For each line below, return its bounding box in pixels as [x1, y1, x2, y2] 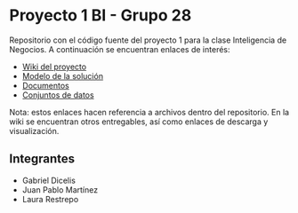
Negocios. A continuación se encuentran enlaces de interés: [9, 43, 230, 54]
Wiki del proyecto [21, 61, 87, 72]
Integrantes [9, 152, 76, 167]
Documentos [21, 80, 69, 91]
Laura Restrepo [21, 193, 79, 204]
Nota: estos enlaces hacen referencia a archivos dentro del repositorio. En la [9, 106, 290, 117]
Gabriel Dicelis [21, 175, 76, 185]
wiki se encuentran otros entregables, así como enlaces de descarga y [9, 116, 269, 127]
